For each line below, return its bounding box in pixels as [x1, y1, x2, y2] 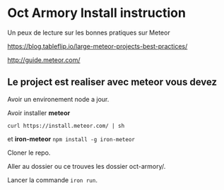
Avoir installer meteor [7, 108, 71, 117]
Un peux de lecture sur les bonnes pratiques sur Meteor [7, 28, 171, 37]
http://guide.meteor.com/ [7, 55, 81, 64]
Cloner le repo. [7, 148, 51, 157]
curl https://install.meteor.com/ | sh [7, 122, 125, 129]
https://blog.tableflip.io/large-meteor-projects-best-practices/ [7, 42, 188, 50]
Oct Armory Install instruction [7, 5, 186, 21]
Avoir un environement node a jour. [7, 95, 110, 103]
